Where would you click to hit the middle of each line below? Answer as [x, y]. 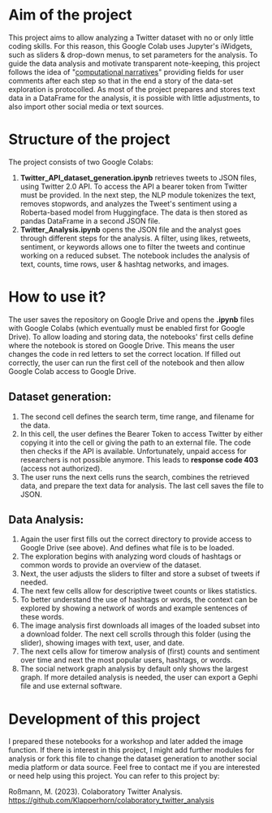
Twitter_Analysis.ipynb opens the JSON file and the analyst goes [131, 229]
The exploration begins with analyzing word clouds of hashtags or [131, 556]
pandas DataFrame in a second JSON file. [90, 220]
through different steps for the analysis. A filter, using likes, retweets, [136, 238]
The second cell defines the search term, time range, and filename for [137, 416]
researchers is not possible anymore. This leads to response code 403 [139, 459]
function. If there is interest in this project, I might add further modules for [132, 750]
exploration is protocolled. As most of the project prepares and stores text [132, 89]
